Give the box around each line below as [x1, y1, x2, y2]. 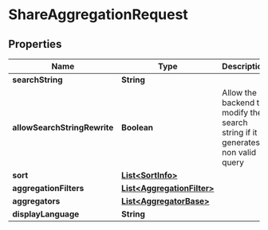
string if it [222, 127, 258, 138]
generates [222, 137, 261, 148]
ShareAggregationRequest [8, 6, 189, 24]
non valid [222, 147, 257, 158]
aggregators [12, 196, 61, 206]
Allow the [222, 88, 258, 98]
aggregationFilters [12, 183, 85, 193]
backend [222, 97, 255, 108]
